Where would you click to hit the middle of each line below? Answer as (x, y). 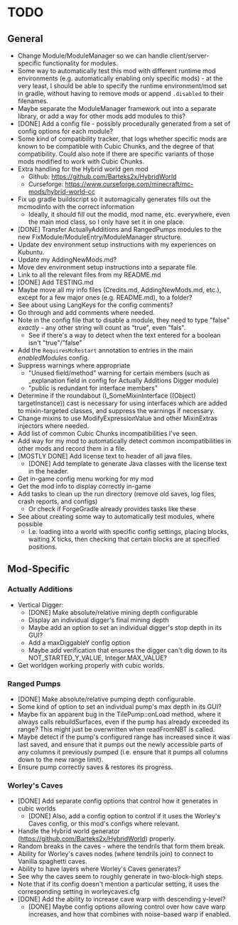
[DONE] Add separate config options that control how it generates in (118, 801)
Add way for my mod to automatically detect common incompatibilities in (124, 441)
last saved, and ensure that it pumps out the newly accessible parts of (120, 744)
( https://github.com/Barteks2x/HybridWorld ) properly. (97, 839)
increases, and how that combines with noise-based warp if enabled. (129, 914)
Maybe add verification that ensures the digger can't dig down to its (128, 650)
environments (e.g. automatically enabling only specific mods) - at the (120, 78)
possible (30, 524)
